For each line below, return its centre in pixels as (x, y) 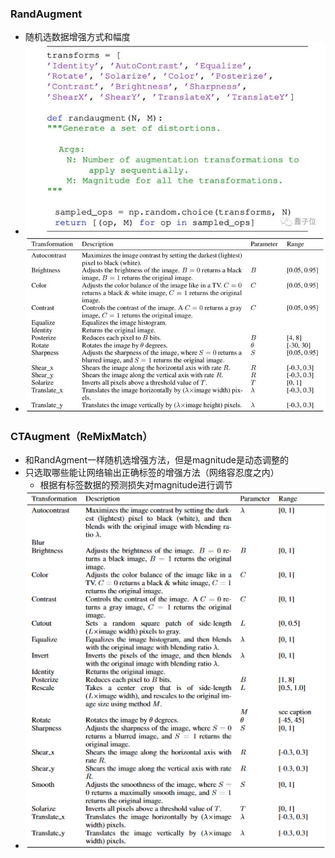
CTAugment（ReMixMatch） (81, 436)
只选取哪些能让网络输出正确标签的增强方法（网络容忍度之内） (152, 473)
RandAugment (46, 14)
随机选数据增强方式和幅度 (77, 37)
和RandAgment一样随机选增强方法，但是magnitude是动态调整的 (156, 460)
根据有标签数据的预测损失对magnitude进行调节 (136, 485)
